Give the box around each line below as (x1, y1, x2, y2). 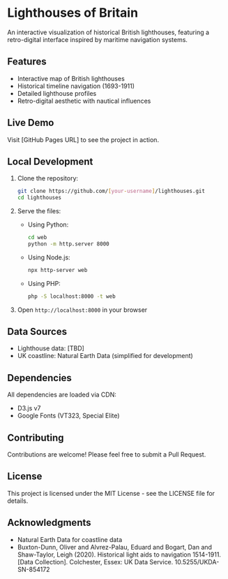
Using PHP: (27, 279, 61, 287)
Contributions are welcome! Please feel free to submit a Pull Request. (7, 450, 206, 459)
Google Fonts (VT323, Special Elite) (17, 411, 120, 420)
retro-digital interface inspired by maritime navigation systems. (7, 35, 188, 43)
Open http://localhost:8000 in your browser (17, 306, 148, 314)
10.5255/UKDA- (174, 557, 220, 566)
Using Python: (27, 220, 69, 229)
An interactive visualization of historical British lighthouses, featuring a (7, 28, 210, 36)
